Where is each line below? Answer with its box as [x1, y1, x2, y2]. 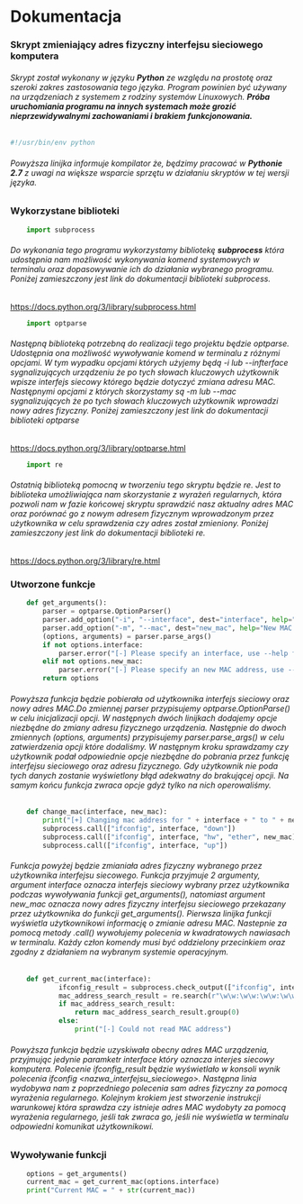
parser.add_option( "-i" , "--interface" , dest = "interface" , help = [42, 616, 293, 625]
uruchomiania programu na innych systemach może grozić [10, 101, 236, 112]
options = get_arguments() [26, 1169, 128, 1178]
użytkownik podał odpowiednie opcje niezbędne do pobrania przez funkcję [10, 751, 290, 762]
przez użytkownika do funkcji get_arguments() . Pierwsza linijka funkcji [10, 908, 272, 919]
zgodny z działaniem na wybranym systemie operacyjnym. [10, 946, 229, 957]
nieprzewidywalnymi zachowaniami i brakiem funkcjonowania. [10, 110, 253, 121]
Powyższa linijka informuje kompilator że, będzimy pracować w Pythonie [10, 158, 282, 169]
